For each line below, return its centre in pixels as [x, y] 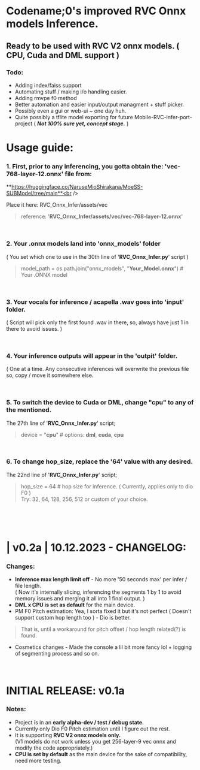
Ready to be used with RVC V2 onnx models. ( [93, 46]
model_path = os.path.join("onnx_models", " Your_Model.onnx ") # [102, 268]
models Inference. [52, 24]
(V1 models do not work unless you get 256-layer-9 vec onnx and [95, 741]
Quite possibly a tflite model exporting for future [74, 117]
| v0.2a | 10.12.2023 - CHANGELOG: [96, 548]
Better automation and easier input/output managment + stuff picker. [99, 104]
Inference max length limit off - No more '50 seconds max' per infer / [101, 579]
